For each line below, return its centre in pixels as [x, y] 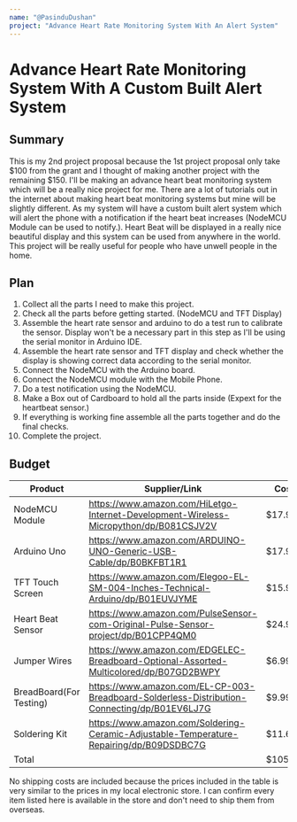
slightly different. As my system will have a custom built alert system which [146, 208]
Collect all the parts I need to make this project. [108, 304]
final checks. [45, 427]
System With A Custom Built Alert [136, 88]
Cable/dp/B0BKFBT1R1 [137, 562]
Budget [30, 464]
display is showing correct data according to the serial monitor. [137, 361]
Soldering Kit [41, 734]
